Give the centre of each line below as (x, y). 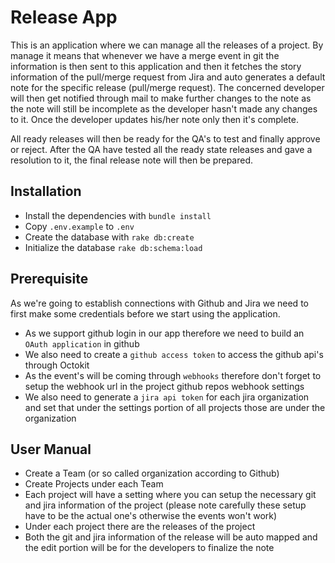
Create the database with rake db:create (109, 237)
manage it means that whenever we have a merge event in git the (145, 55)
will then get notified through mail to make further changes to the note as (161, 98)
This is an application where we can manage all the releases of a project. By (167, 45)
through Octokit (57, 365)
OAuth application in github (82, 343)
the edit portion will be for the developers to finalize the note (149, 548)
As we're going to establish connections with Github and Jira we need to (159, 303)
